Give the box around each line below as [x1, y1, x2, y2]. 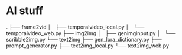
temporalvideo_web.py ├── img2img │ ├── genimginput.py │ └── [6, 29, 176, 36]
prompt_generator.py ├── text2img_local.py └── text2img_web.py [6, 42, 170, 49]
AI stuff [6, 4, 43, 18]
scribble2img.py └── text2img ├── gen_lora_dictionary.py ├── [6, 36, 162, 43]
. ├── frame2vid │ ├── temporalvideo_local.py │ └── [6, 23, 145, 30]
